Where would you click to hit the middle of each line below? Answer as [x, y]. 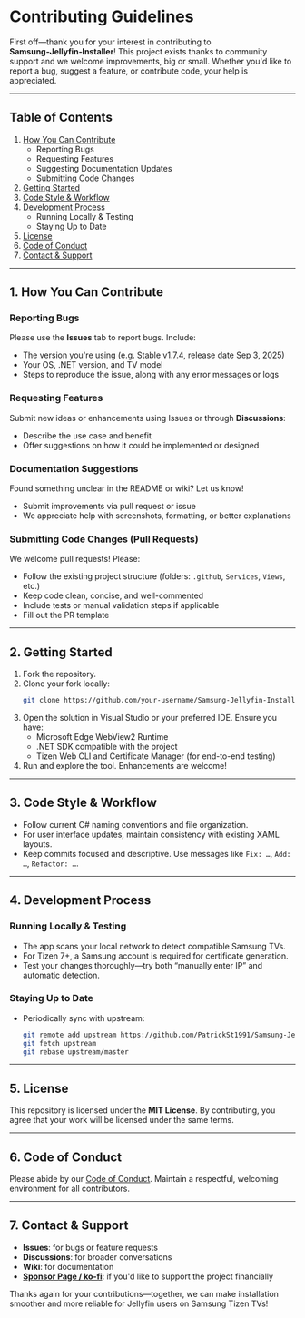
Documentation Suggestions [74, 468]
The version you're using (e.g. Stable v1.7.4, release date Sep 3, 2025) [153, 355]
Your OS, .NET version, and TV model [93, 365]
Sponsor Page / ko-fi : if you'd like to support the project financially [148, 1276]
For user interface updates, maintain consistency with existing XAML [151, 834]
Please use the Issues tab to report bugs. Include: [103, 338]
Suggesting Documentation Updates [104, 168]
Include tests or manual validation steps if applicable [121, 605]
